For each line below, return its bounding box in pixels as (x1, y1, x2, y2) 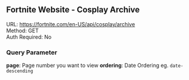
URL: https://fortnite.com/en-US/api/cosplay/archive (6, 20, 136, 27)
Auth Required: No (6, 33, 52, 41)
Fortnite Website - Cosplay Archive (6, 5, 140, 15)
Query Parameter (6, 48, 58, 56)
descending (6, 68, 33, 74)
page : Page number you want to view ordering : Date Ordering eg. (6, 62, 169, 69)
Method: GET (6, 27, 39, 34)
